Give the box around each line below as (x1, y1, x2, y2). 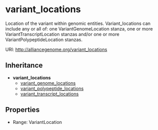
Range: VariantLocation (12, 119, 62, 125)
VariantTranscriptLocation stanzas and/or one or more (5, 31, 120, 37)
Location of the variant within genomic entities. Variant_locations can (5, 20, 151, 26)
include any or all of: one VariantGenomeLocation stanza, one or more (5, 25, 153, 31)
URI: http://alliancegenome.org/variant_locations (5, 46, 107, 52)
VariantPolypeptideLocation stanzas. (5, 37, 83, 43)
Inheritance (5, 61, 43, 70)
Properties (5, 106, 40, 114)
